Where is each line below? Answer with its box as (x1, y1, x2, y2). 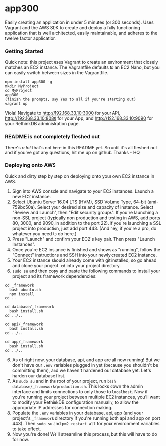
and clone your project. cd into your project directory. (12, 262, 121, 268)
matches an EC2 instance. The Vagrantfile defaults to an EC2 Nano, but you (5, 64, 160, 70)
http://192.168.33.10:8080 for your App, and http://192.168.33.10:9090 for (5, 115, 153, 121)
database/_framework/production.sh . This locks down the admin (12, 383, 143, 389)
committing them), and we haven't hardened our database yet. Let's (12, 367, 151, 373)
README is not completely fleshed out (5, 133, 100, 140)
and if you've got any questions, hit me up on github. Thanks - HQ (5, 149, 140, 155)
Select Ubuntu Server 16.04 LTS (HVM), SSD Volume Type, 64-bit (12, 199, 146, 205)
